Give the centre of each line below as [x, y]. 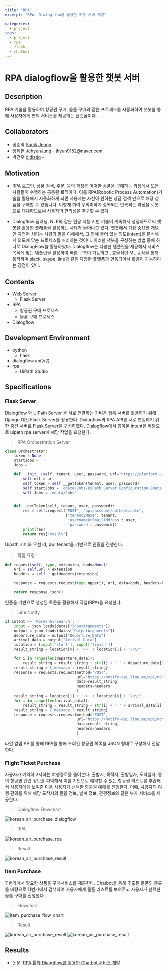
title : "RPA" [19, 10]
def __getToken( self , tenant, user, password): [64, 506]
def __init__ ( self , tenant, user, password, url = [67, 474]
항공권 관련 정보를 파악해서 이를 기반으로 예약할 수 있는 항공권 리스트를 [79, 781]
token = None [28, 456]
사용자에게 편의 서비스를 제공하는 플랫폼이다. [54, 115]
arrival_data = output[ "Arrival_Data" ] [56, 640]
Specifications [28, 387]
